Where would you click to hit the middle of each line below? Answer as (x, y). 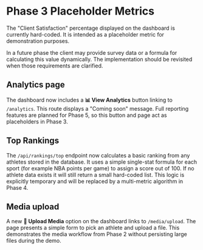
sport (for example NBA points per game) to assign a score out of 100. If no (100, 168)
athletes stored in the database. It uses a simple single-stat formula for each (102, 162)
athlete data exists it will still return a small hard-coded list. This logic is (95, 175)
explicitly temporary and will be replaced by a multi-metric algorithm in (95, 181)
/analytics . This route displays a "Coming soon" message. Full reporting (98, 108)
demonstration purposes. (38, 41)
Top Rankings (33, 141)
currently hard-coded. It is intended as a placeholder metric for (85, 34)
